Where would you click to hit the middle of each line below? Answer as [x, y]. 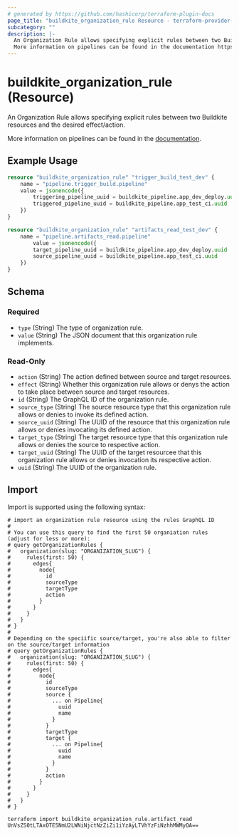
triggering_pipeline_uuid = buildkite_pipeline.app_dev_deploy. [130, 197]
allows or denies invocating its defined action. [85, 429]
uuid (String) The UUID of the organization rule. [87, 467]
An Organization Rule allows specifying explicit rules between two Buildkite [117, 117]
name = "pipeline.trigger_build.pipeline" [84, 184]
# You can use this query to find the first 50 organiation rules [108, 532]
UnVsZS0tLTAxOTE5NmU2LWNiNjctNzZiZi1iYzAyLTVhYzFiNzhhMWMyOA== [103, 825]
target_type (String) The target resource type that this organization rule [123, 437]
